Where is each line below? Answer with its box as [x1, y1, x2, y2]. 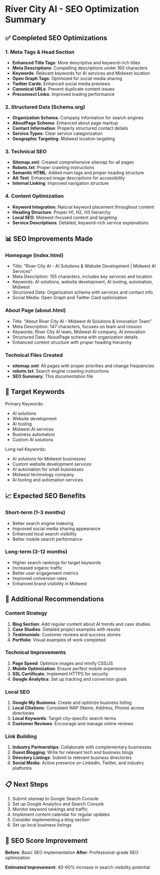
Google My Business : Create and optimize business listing [12, 700, 132, 705]
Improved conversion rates [12, 575, 67, 581]
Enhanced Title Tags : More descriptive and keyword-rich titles [12, 59, 141, 65]
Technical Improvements [5, 649, 66, 656]
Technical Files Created [5, 351, 63, 358]
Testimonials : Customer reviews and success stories [12, 631, 121, 637]
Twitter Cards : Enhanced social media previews [12, 81, 110, 87]
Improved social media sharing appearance [12, 525, 101, 531]
